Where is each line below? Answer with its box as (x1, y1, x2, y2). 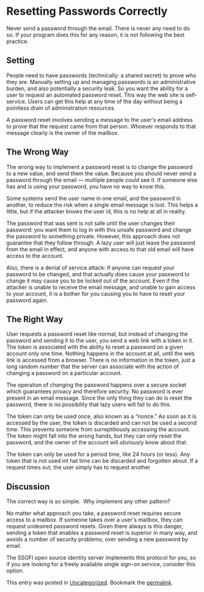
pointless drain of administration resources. (6, 104, 116, 112)
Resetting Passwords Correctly (6, 4, 168, 18)
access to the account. (6, 252, 64, 259)
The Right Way (6, 314, 64, 324)
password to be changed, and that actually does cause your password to (6, 270, 190, 278)
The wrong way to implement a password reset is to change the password (6, 163, 193, 170)
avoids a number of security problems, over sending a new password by (6, 536, 188, 543)
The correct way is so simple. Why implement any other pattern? (6, 498, 171, 505)
